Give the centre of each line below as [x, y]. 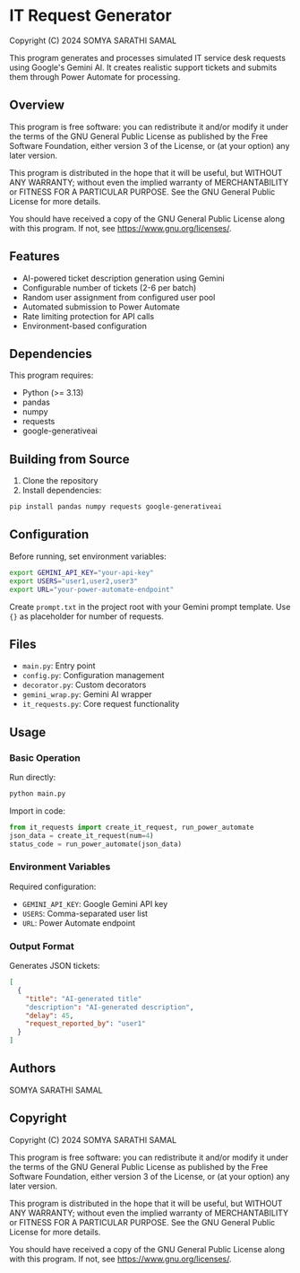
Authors [33, 1068]
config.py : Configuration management [93, 676]
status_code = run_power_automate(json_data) [95, 844]
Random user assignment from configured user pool [119, 297]
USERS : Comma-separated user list [85, 913]
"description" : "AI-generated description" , [110, 1007]
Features [34, 257]
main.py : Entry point [59, 666]
